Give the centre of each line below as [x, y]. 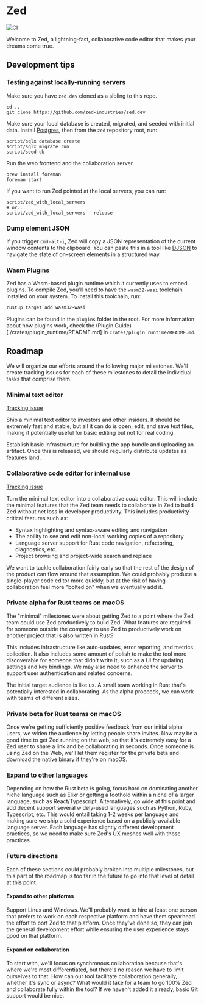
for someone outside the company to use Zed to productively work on [94, 629]
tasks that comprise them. [39, 379]
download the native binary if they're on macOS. [67, 759]
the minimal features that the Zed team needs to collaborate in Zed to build [100, 505]
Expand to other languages [47, 775]
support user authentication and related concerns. [69, 673]
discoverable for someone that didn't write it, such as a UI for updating [95, 660]
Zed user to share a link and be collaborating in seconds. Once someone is [100, 746]
